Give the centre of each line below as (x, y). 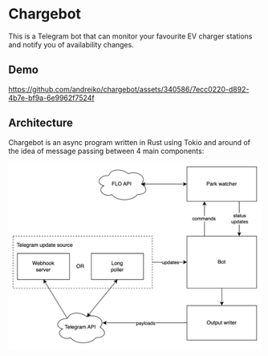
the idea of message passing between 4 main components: (106, 151)
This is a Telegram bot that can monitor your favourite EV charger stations (130, 36)
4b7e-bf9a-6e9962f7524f (51, 98)
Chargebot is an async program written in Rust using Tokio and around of (130, 142)
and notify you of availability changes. (71, 44)
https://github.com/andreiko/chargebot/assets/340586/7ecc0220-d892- (129, 89)
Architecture (41, 123)
